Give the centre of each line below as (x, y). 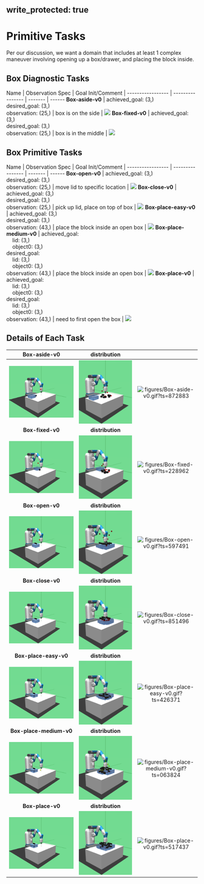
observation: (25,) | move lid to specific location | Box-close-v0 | (92, 187)
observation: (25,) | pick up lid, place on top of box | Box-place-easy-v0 (101, 207)
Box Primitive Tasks (44, 152)
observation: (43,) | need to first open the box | (65, 319)
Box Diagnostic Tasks (48, 78)
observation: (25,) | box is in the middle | (57, 134)
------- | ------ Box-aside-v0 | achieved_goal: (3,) (91, 100)
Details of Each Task (46, 338)
